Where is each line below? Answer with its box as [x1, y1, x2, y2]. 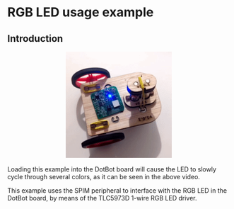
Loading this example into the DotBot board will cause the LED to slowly [7, 165, 217, 174]
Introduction [7, 33, 64, 45]
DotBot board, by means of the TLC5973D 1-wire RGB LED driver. [7, 194, 197, 202]
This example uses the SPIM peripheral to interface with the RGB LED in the [7, 186, 228, 195]
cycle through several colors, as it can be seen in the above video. [7, 173, 200, 181]
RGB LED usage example [7, 4, 154, 21]
